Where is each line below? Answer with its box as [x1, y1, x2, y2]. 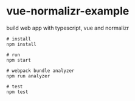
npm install [6, 41, 36, 47]
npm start [6, 57, 32, 63]
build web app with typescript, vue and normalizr [6, 24, 130, 31]
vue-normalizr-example [6, 4, 130, 18]
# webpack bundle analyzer [6, 68, 75, 74]
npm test [6, 89, 29, 95]
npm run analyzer [6, 73, 50, 79]
